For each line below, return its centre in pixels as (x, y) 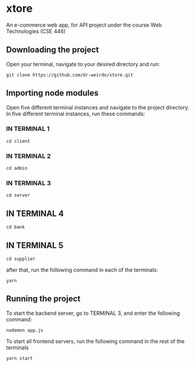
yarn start (19, 358)
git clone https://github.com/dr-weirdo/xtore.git (70, 75)
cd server (18, 195)
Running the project (43, 299)
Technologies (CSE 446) (36, 31)
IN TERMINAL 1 (28, 129)
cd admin (17, 168)
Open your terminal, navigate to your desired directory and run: (83, 64)
